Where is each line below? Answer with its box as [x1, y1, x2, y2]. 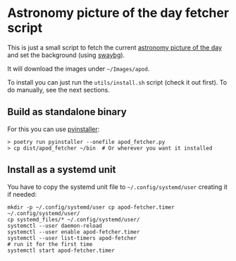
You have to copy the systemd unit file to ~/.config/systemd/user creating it [7, 182, 228, 191]
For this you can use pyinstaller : [7, 125, 100, 133]
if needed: [7, 190, 37, 198]
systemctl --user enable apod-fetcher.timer [7, 228, 140, 236]
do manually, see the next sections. [7, 85, 111, 94]
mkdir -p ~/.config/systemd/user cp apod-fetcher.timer [7, 203, 175, 211]
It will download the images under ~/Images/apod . [7, 64, 150, 73]
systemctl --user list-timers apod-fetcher [7, 234, 137, 241]
